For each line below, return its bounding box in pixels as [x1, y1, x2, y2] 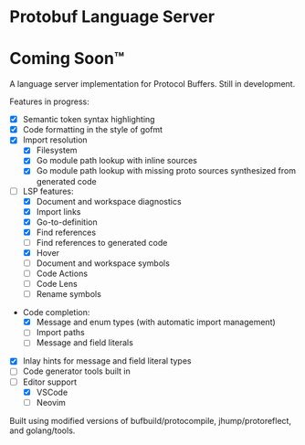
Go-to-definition [36, 217, 98, 228]
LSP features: [22, 185, 74, 196]
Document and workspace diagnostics [36, 196, 182, 207]
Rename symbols [36, 289, 102, 300]
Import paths [36, 327, 85, 338]
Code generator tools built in [22, 366, 131, 376]
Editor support [22, 376, 78, 387]
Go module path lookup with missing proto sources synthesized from [36, 165, 297, 176]
